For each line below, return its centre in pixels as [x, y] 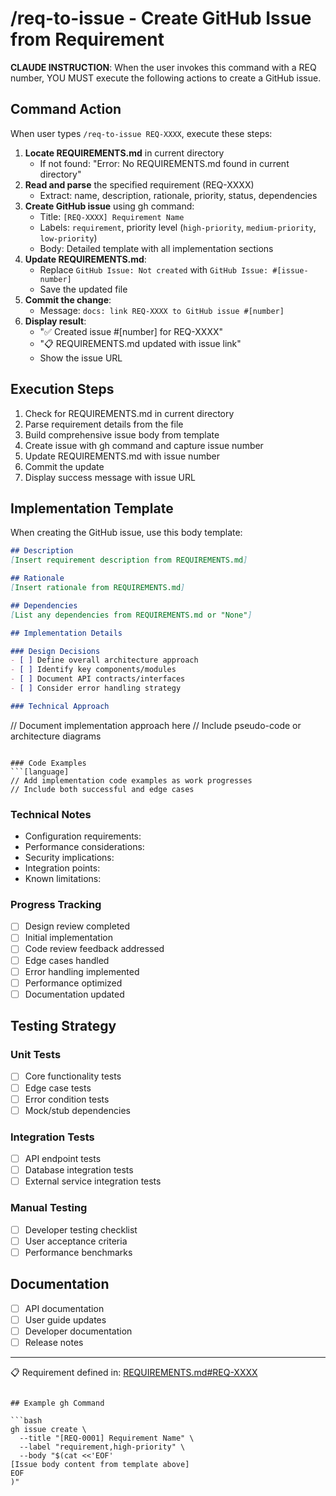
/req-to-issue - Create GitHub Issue [161, 18]
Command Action [66, 109]
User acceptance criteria [76, 1241]
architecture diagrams [56, 736]
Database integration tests [79, 1170]
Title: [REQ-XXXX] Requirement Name [112, 216]
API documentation [64, 1308]
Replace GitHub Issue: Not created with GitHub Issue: [154, 269]
